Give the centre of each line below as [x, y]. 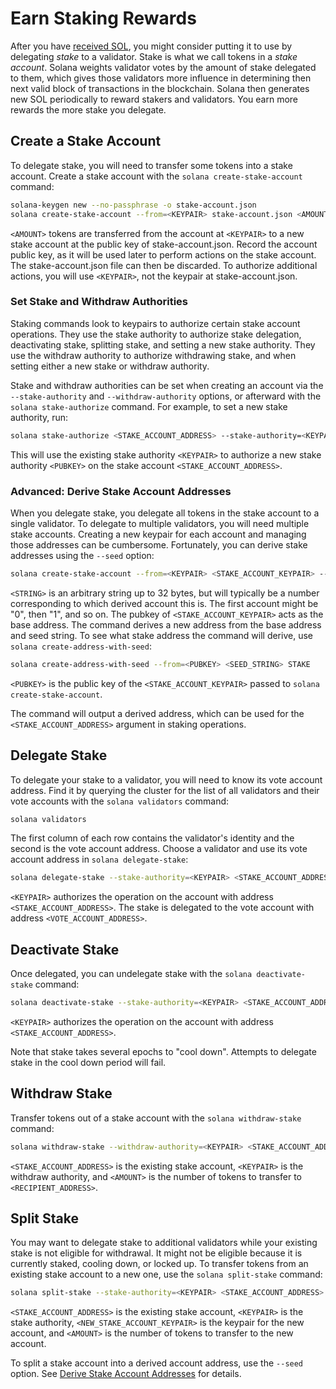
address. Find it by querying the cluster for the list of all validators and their [165, 790]
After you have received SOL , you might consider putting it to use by [151, 46]
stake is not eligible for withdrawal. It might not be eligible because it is [156, 1253]
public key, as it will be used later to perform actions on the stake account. [163, 254]
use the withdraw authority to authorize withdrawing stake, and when [153, 355]
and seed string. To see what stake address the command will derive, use [161, 635]
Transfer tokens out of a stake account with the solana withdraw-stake [156, 1118]
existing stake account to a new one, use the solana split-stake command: [166, 1274]
